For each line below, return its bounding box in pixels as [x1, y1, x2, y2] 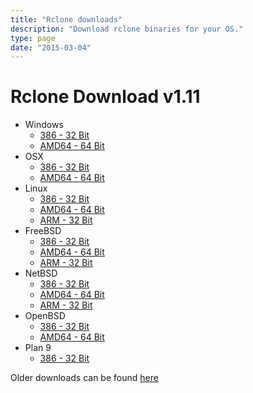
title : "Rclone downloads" [10, 14, 123, 25]
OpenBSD [24, 310, 66, 322]
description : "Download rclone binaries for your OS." [10, 24, 244, 34]
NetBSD [24, 267, 58, 280]
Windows [24, 119, 64, 131]
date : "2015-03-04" [10, 42, 92, 53]
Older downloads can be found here [10, 372, 159, 384]
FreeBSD [24, 225, 62, 237]
